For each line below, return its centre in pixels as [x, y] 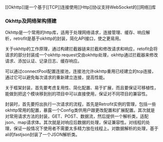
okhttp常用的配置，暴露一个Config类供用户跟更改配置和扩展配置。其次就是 [80, 110]
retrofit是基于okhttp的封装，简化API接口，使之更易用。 [68, 38]
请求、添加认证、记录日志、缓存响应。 [43, 61]
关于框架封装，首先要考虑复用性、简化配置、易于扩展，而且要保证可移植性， [82, 88]
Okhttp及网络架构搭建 [31, 21]
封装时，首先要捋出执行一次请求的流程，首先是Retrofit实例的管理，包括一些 [81, 104]
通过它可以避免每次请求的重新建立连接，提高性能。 [56, 77]
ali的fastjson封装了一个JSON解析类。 [43, 135]
